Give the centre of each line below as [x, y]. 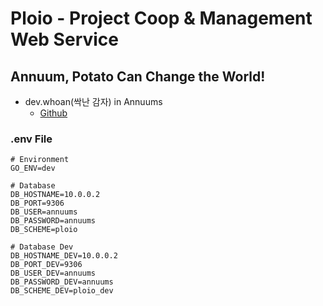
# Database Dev [42, 247]
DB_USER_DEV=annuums [53, 273]
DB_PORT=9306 [37, 203]
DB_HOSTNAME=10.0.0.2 [55, 195]
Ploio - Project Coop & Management [161, 18]
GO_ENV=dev [33, 168]
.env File [31, 139]
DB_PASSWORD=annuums [53, 221]
